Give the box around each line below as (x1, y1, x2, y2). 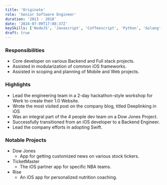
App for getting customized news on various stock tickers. (19, 153, 140, 159)
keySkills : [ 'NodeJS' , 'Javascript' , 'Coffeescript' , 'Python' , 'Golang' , (5, 26, 164, 31)
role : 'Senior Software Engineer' (5, 12, 77, 17)
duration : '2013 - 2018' (5, 16, 57, 21)
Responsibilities (5, 47, 45, 54)
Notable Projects (5, 136, 47, 143)
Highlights (5, 81, 31, 88)
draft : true (5, 30, 30, 35)
